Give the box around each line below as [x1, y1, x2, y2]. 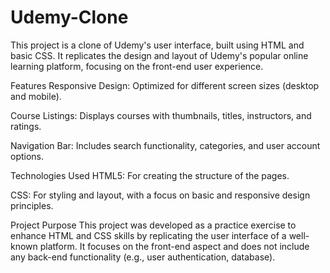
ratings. [10, 120, 42, 132]
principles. [10, 199, 54, 211]
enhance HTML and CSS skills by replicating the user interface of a [10, 229, 287, 241]
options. [10, 150, 45, 162]
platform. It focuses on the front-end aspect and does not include [39, 240, 310, 252]
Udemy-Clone [10, 6, 129, 29]
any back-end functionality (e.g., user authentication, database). [10, 251, 276, 263]
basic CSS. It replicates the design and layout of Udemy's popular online [10, 49, 309, 61]
